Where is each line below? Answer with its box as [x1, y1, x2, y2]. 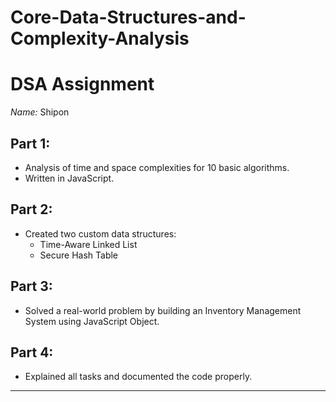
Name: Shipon [10, 106, 70, 118]
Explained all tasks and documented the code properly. [24, 371, 253, 383]
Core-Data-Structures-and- [10, 6, 247, 29]
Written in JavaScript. [24, 172, 115, 184]
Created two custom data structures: [24, 227, 177, 240]
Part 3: [10, 278, 53, 295]
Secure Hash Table [39, 249, 119, 261]
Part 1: [10, 135, 51, 152]
